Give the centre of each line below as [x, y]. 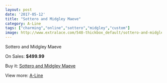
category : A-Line [23, 23]
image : [12, 33]
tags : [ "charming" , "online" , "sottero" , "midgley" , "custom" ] [68, 28]
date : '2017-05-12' [25, 14]
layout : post [19, 10]
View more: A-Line [24, 75]
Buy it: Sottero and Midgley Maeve [41, 66]
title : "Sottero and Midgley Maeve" [43, 19]
